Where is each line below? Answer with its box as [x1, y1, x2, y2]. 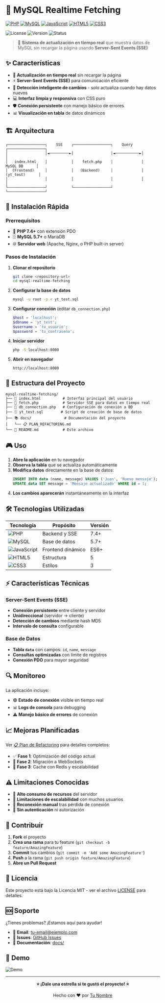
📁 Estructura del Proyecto [5, 379, 85, 387]
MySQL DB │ [5, 164, 39, 169]
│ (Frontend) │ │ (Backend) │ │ [5, 168, 144, 173]
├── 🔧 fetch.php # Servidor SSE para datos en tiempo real [5, 400, 151, 406]
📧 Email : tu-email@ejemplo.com [12, 929, 78, 935]
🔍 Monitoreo [5, 672, 46, 680]
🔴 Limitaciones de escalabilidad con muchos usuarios [12, 796, 123, 803]
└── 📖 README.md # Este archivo [5, 427, 94, 433]
